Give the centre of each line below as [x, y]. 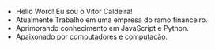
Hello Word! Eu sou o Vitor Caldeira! [74, 11]
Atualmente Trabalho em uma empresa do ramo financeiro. [111, 20]
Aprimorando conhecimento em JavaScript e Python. [102, 28]
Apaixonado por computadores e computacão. [92, 36]
